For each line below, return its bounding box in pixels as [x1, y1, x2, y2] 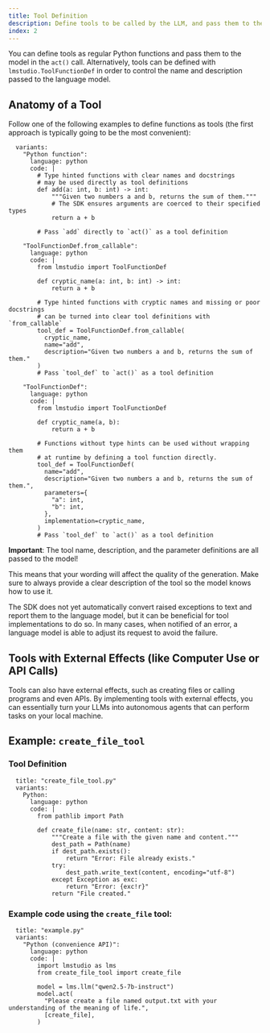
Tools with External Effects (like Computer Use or [8, 651, 260, 665]
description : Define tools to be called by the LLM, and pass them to [8, 19, 250, 27]
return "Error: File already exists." [65, 854, 196, 862]
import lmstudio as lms [37, 961, 117, 969]
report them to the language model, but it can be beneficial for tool [8, 611, 229, 620]
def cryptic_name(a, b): [37, 418, 121, 427]
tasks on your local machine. [8, 711, 104, 720]
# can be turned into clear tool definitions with [37, 313, 211, 321]
